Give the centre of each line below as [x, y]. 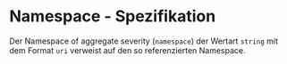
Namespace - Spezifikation [113, 16]
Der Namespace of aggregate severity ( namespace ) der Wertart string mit [144, 41]
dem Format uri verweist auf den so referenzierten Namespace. [127, 50]
